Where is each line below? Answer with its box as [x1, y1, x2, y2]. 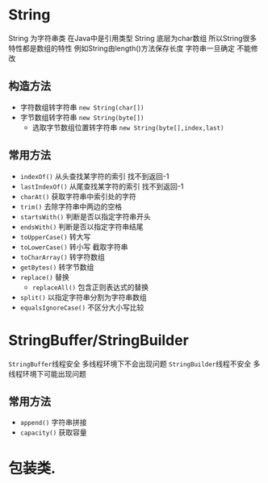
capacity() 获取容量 [19, 427, 87, 437]
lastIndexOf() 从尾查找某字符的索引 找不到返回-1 [19, 181, 184, 191]
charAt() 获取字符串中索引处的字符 [19, 191, 137, 201]
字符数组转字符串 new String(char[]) [19, 102, 144, 112]
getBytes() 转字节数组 [19, 262, 94, 272]
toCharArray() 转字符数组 [19, 252, 105, 261]
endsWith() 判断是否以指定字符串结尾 [19, 222, 144, 231]
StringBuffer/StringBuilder [8, 331, 190, 349]
